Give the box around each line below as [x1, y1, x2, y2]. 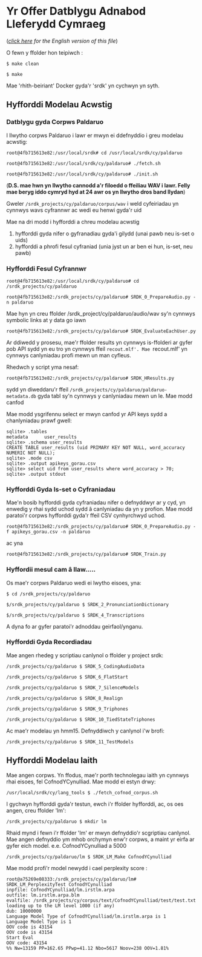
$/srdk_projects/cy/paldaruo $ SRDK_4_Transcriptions [6, 612, 145, 618]
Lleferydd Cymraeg [6, 17, 106, 31]
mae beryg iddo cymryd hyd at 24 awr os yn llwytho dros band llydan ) [6, 188, 186, 195]
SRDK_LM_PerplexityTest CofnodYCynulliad [6, 881, 112, 887]
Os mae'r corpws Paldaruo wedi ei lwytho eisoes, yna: [6, 579, 142, 586]
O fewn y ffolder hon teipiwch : [6, 49, 83, 56]
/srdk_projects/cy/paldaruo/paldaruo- [69, 387, 168, 393]
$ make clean [6, 61, 39, 67]
